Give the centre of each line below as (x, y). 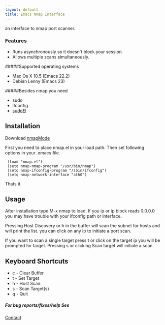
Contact (13, 318)
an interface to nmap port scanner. (40, 28)
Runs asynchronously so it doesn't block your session (67, 52)
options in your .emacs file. (33, 152)
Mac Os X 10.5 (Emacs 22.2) (41, 76)
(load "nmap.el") (25, 162)
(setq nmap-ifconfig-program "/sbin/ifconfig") (57, 170)
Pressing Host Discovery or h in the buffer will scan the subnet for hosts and (82, 226)
